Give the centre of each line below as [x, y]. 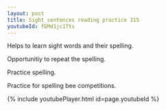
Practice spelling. [32, 72]
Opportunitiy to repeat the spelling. [57, 59]
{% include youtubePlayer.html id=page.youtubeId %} [83, 99]
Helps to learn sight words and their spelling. [70, 46]
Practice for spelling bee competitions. [62, 86]
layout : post [26, 13]
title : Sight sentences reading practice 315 [73, 20]
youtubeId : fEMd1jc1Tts [41, 26]
